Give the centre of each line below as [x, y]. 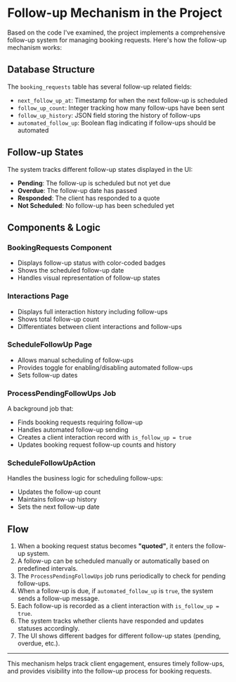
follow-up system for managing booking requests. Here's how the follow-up [117, 39]
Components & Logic [54, 227]
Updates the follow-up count [59, 492]
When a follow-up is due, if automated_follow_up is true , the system [115, 591]
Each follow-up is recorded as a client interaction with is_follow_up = [118, 606]
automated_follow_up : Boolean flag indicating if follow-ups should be [117, 123]
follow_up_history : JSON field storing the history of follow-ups [109, 115]
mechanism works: [35, 47]
